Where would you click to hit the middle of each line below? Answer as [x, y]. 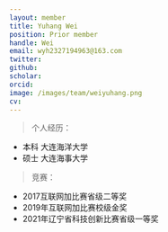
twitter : [26, 59]
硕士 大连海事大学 [55, 158]
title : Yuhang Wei [44, 26]
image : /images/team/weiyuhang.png [76, 93]
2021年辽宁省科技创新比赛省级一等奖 [90, 219]
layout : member [38, 18]
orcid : [22, 85]
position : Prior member [54, 34]
